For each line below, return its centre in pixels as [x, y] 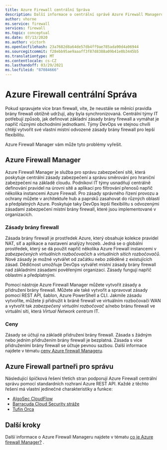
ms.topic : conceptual [28, 33]
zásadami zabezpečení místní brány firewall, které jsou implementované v [81, 209]
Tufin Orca [23, 409]
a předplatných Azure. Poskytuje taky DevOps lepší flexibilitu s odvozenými [82, 204]
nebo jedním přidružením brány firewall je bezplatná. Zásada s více [74, 340]
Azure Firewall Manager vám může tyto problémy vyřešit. [64, 144]
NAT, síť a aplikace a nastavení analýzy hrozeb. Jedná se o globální [74, 243]
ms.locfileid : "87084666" [32, 70]
